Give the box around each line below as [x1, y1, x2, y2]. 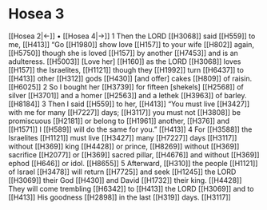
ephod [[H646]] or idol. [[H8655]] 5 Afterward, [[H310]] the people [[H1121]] [8, 158, 258, 168]
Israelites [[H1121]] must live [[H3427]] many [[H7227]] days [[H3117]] [8, 133, 237, 142]
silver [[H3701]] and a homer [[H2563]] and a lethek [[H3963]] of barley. [8, 90, 247, 100]
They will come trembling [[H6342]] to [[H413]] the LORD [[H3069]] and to [8, 184, 254, 193]
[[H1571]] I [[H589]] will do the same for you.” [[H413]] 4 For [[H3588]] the [8, 125, 253, 134]
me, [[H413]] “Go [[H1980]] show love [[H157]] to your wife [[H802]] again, [8, 39, 254, 49]
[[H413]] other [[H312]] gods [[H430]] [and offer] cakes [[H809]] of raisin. [8, 73, 253, 83]
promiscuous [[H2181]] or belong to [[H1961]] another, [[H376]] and [8, 116, 230, 125]
